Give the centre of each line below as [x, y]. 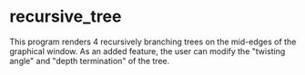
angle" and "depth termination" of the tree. [90, 61]
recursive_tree [66, 17]
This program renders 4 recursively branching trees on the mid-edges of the [153, 42]
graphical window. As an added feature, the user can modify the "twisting [147, 51]
